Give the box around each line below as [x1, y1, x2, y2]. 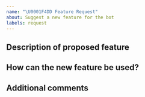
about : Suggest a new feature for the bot [6, 14, 114, 20]
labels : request [6, 20, 47, 26]
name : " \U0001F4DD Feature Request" [6, 8, 98, 15]
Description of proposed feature [6, 42, 129, 52]
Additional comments [6, 83, 88, 93]
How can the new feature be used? [6, 62, 140, 72]
